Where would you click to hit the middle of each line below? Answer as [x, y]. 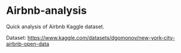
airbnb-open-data [28, 44]
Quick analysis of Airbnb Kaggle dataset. [55, 26]
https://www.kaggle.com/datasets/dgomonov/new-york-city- [101, 37]
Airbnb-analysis [46, 11]
